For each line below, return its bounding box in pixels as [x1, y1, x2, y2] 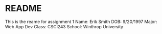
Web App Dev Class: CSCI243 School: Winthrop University [5, 23, 123, 29]
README [5, 3, 42, 14]
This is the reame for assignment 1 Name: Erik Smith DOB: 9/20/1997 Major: [5, 19, 158, 24]
